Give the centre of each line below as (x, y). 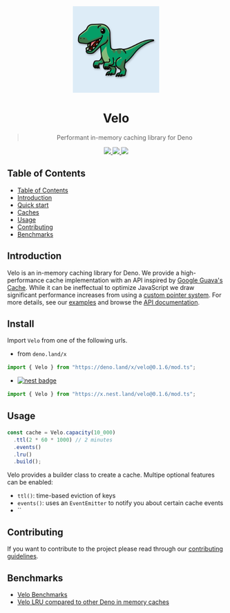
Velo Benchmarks (42, 594)
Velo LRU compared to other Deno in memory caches (93, 602)
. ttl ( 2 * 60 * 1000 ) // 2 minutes (63, 440)
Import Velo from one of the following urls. (67, 340)
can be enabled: (30, 482)
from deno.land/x (42, 354)
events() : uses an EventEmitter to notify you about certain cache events (120, 503)
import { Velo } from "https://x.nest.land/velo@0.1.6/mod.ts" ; (102, 394)
